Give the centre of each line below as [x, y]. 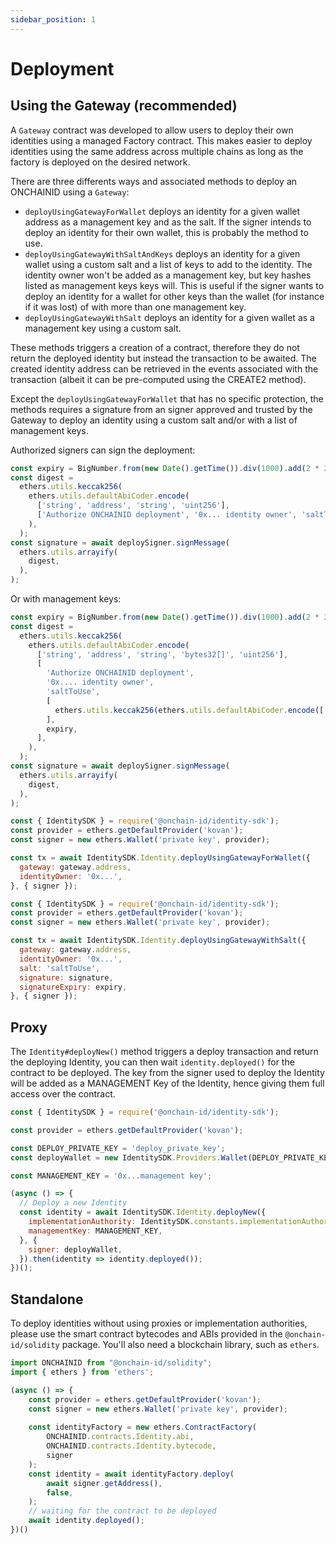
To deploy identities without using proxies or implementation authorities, [159, 1323]
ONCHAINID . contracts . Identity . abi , [120, 1437]
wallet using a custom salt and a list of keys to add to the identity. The [168, 264]
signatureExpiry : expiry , [73, 987]
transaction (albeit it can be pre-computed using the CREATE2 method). [158, 379]
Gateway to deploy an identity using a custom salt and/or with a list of [154, 420]
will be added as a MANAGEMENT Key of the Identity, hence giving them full [167, 1083]
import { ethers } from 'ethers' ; [82, 1372]
